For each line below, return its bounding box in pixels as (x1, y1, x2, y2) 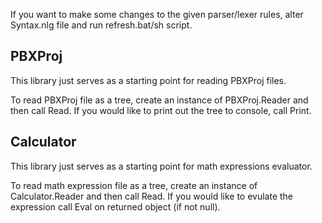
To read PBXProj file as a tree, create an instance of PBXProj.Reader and (10, 94, 309, 106)
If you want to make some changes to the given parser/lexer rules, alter (10, 9, 304, 20)
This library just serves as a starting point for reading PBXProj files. (10, 74, 287, 86)
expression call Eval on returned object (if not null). (10, 200, 221, 213)
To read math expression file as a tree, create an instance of (10, 179, 258, 191)
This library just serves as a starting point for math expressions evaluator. (10, 160, 313, 172)
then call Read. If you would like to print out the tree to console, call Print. (10, 104, 312, 116)
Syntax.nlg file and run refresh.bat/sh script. (10, 19, 193, 31)
